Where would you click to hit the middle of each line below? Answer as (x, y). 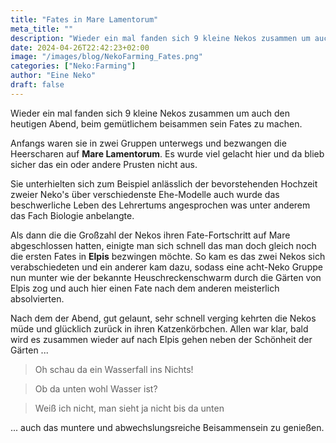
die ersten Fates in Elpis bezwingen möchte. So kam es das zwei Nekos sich (168, 256)
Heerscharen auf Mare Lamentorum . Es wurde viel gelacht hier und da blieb (167, 153)
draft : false (37, 85)
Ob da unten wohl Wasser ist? (96, 388)
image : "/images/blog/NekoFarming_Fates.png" (106, 57)
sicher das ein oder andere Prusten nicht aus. (104, 164)
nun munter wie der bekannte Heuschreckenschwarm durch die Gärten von (166, 277)
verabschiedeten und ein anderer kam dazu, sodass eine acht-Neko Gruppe (166, 267)
